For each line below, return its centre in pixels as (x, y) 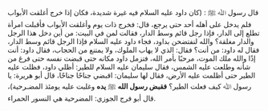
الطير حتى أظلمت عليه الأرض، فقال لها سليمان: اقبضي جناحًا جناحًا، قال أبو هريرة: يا (132, 75)
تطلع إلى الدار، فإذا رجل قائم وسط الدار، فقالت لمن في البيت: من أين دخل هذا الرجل (134, 33)
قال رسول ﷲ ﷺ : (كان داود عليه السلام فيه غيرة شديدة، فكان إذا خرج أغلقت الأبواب (133, 12)
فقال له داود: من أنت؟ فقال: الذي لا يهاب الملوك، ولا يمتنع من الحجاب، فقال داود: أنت (134, 50)
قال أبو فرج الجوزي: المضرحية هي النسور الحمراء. (82, 98)
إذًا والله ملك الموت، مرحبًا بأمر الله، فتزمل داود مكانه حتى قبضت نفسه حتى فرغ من (132, 58)
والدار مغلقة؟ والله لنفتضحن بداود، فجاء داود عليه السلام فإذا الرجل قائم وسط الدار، (131, 41)
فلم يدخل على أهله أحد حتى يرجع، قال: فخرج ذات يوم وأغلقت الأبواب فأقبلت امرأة (130, 24)
